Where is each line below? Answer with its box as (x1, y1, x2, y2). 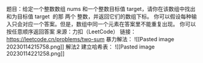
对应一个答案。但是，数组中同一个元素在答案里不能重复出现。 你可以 (22, 21, 196, 27)
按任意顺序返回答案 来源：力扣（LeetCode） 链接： (6, 28, 137, 35)
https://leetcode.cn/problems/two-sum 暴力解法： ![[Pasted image (6, 36, 175, 42)
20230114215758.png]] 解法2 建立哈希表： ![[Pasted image (6, 43, 155, 50)
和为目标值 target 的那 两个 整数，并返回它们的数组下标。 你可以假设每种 (6, 13, 192, 20)
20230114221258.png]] (6, 50, 65, 57)
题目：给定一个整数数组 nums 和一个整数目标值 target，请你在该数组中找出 (6, 5, 196, 12)
